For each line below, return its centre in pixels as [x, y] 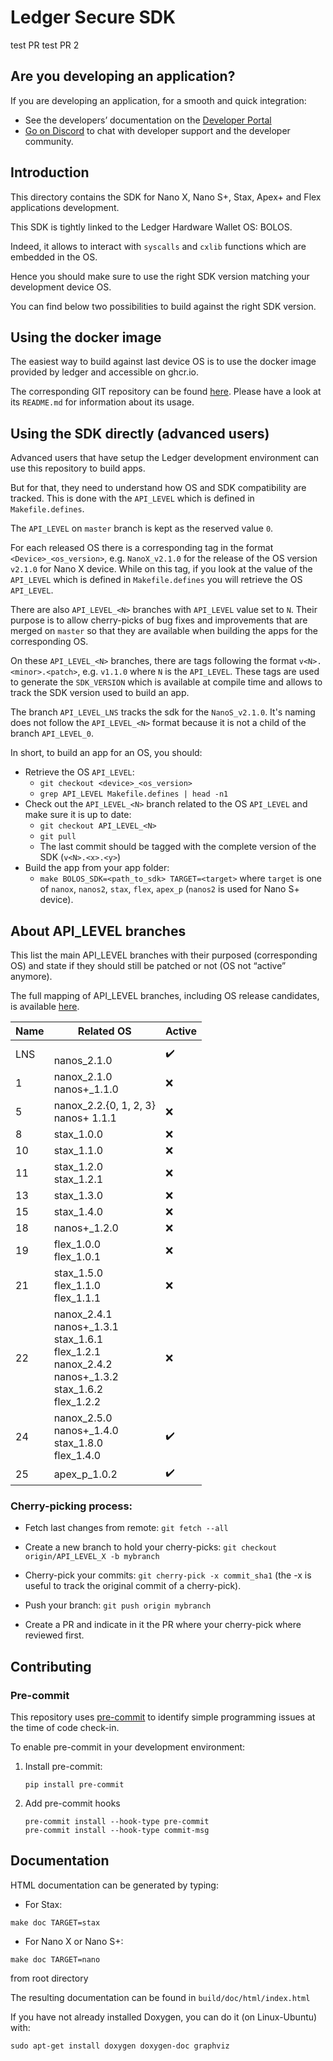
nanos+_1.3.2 [86, 1376]
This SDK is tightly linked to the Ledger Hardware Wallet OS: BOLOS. [151, 227]
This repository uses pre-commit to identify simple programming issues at [163, 1717]
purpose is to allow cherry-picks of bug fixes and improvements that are [159, 620]
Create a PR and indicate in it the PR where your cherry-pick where [163, 1625]
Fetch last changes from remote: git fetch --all [126, 1528]
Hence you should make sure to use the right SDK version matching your [160, 276]
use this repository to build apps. [78, 468]
